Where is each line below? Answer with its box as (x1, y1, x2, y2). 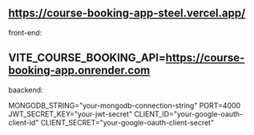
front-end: (8, 27, 42, 37)
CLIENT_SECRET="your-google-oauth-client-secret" (40, 117, 215, 127)
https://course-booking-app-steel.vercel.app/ (8, 6, 246, 20)
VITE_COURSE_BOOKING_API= (8, 51, 167, 65)
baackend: (8, 84, 43, 95)
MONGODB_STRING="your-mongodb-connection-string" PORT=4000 (8, 100, 241, 110)
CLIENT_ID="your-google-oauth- (134, 108, 244, 119)
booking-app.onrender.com (8, 63, 151, 77)
